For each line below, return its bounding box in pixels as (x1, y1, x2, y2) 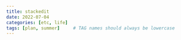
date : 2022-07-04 (6, 14, 50, 20)
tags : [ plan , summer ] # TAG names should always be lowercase (6, 25, 175, 31)
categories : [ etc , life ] (6, 19, 68, 25)
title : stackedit (6, 8, 50, 15)
